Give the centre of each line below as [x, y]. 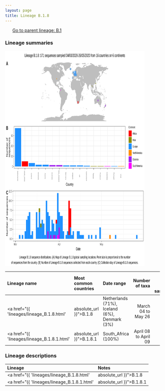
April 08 [142, 331]
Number [142, 281]
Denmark [112, 319]
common [83, 283]
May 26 [143, 317]
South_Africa [116, 334]
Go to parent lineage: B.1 [37, 30]
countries [84, 288]
